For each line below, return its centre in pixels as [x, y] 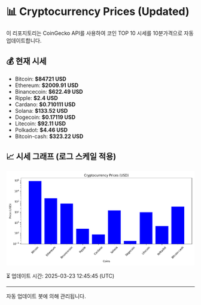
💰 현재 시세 [26, 62]
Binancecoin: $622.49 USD [49, 91]
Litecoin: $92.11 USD [40, 123]
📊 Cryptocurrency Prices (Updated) [98, 12]
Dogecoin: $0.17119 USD [45, 117]
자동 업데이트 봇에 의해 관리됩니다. [46, 296]
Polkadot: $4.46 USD [41, 130]
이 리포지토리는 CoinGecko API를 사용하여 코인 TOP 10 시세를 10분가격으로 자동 [100, 33]
